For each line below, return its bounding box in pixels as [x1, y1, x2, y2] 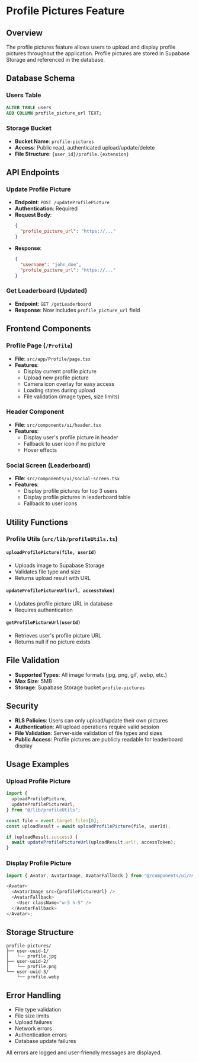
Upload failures [14, 1019, 52, 1026]
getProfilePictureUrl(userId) [6, 620, 81, 626]
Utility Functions [6, 517, 69, 527]
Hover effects [23, 446, 57, 454]
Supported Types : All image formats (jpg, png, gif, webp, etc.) [14, 671, 168, 678]
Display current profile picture [23, 367, 97, 375]
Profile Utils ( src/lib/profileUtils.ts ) [6, 535, 118, 543]
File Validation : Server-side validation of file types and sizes [14, 729, 163, 737]
